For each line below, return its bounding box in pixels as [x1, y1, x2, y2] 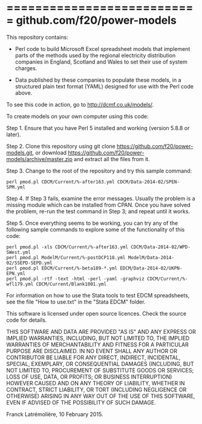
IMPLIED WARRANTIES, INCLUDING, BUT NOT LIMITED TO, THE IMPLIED [6, 334, 190, 342]
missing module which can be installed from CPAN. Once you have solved [6, 201, 191, 208]
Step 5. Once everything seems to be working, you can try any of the [6, 219, 178, 227]
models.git [6, 149, 33, 156]
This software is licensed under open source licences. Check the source [6, 310, 187, 317]
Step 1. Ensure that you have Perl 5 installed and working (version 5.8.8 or [6, 124, 190, 131]
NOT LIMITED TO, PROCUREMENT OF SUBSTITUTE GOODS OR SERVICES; [6, 366, 194, 374]
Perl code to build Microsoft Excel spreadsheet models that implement [15, 45, 191, 52]
